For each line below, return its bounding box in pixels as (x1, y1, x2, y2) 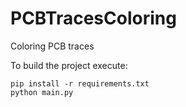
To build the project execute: (10, 59, 128, 71)
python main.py (10, 87, 74, 97)
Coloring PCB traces (10, 40, 95, 52)
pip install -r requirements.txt (10, 78, 150, 89)
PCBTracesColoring (10, 7, 177, 30)
